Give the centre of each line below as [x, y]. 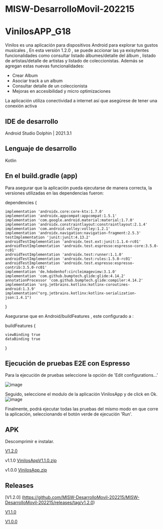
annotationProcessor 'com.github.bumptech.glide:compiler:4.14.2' [74, 280]
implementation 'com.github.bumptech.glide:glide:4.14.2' [65, 276]
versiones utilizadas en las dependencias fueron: [54, 193]
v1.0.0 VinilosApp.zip [26, 470]
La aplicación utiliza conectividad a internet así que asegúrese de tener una [81, 101]
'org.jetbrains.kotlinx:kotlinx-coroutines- [84, 284]
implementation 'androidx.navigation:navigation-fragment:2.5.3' [73, 233]
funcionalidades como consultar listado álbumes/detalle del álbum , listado [81, 56]
